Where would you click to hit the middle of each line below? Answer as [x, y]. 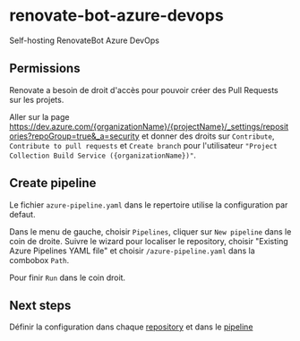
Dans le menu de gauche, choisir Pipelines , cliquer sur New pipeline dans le [150, 231]
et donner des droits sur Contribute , [208, 136]
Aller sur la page [39, 116]
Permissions [45, 68]
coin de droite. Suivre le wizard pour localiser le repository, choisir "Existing [149, 241]
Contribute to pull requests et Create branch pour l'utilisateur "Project [143, 145]
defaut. [22, 214]
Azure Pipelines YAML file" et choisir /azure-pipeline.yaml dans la [132, 251]
